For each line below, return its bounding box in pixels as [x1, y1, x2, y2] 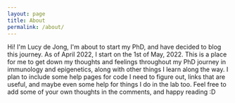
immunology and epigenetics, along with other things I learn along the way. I [7, 65, 229, 74]
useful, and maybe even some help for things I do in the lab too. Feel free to [7, 80, 227, 89]
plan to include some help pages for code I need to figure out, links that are [7, 73, 226, 81]
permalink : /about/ [7, 23, 65, 30]
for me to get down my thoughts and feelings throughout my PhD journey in [7, 58, 227, 66]
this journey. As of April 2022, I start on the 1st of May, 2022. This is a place [7, 50, 227, 59]
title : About [7, 17, 46, 24]
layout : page [7, 10, 46, 18]
